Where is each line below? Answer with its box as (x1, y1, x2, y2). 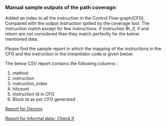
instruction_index (12, 81, 48, 86)
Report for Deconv (5, 106, 43, 112)
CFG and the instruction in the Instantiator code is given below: (5, 51, 134, 57)
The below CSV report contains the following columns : (5, 61, 118, 67)
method (12, 70, 29, 76)
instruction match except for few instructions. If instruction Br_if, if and (5, 26, 149, 32)
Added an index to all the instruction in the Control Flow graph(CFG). (5, 15, 145, 21)
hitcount (12, 86, 30, 92)
